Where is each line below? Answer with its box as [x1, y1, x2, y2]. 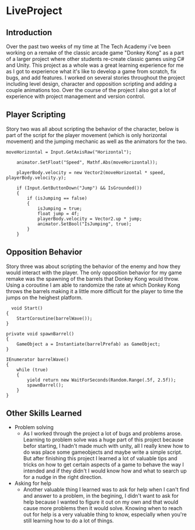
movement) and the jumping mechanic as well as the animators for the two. [6, 138, 187, 145]
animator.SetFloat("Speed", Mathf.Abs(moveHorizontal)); [16, 159, 158, 165]
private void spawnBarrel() [6, 331, 75, 337]
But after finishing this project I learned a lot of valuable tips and [23, 455, 177, 462]
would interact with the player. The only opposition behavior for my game [6, 269, 182, 276]
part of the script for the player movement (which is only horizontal [6, 131, 168, 138]
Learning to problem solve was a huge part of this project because [23, 436, 184, 443]
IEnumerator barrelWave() [6, 356, 69, 362]
